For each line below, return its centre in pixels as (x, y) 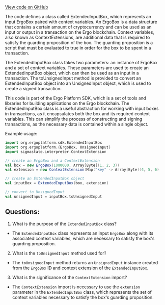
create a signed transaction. (33, 89)
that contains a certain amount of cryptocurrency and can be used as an (78, 27)
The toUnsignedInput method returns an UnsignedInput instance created (85, 262)
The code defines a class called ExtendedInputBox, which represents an (78, 16)
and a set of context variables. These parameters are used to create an (77, 68)
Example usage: (21, 134)
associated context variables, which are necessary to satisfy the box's (83, 238)
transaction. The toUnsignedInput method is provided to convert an (73, 78)
